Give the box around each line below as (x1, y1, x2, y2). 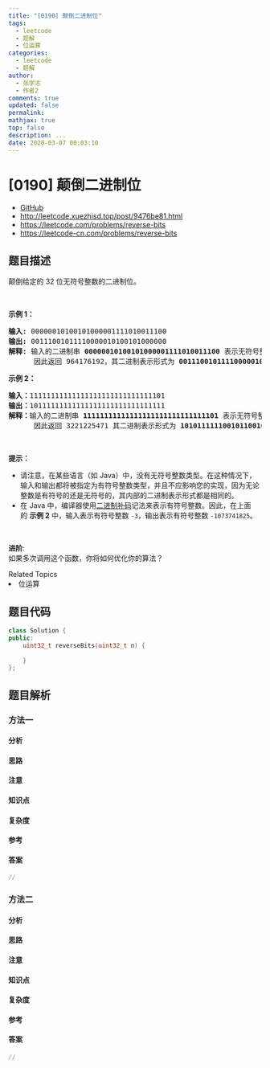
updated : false (8, 101, 59, 109)
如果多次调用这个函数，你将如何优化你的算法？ (8, 554, 163, 563)
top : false (8, 124, 45, 132)
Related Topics (8, 570, 58, 579)
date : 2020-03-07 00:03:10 (8, 138, 99, 147)
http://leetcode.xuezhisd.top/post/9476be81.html (19, 211, 183, 221)
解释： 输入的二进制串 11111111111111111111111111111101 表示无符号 (8, 411, 259, 420)
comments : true (8, 94, 59, 102)
